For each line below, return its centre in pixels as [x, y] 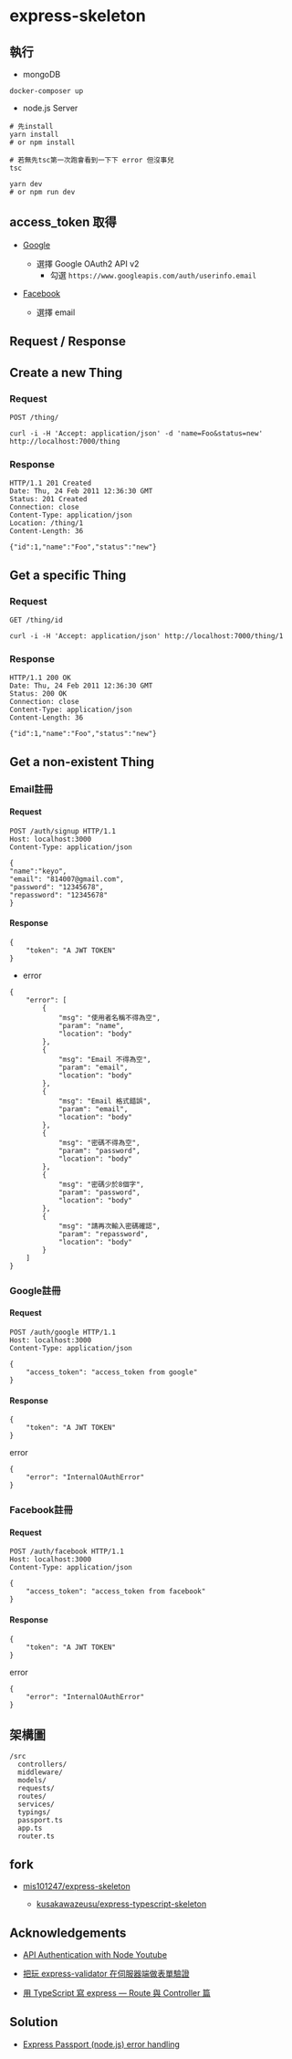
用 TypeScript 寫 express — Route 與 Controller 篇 [117, 1992]
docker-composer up [47, 91]
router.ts [36, 1836]
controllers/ [42, 1765]
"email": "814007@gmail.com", [67, 879]
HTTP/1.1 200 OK [40, 678]
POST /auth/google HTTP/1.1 [63, 1333]
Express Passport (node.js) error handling [101, 2044]
